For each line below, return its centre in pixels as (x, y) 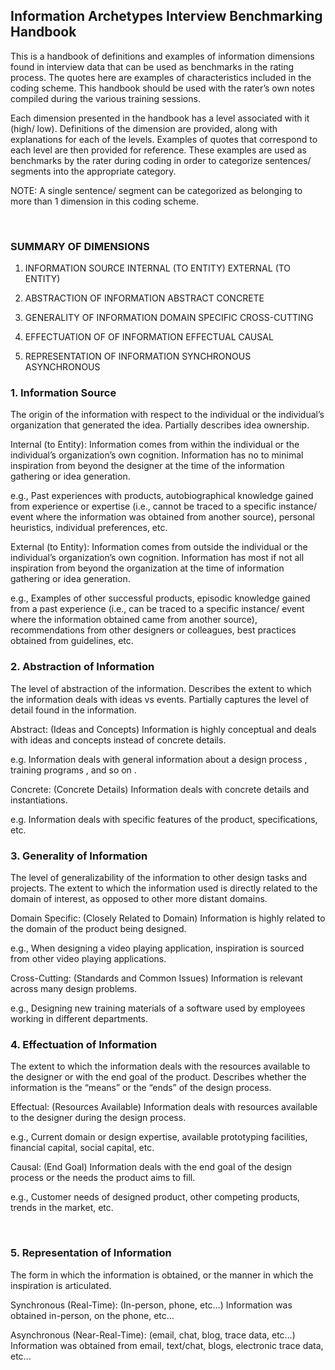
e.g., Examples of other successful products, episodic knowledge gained (160, 598)
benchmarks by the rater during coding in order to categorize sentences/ (161, 160)
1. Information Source (63, 393)
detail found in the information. (73, 710)
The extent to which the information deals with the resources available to (160, 1066)
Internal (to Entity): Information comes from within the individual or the (155, 445)
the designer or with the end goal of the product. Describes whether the (158, 1077)
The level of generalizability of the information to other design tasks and (159, 877)
